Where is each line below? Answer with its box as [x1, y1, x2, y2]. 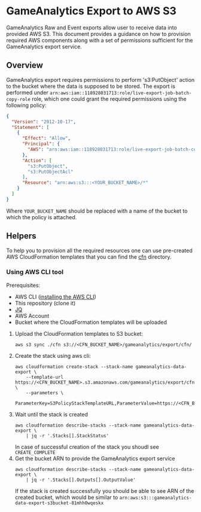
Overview [6, 60, 44, 70]
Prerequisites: [6, 281, 41, 289]
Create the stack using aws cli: [14, 352, 91, 359]
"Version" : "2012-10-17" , [11, 118, 77, 125]
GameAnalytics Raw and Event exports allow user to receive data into [6, 24, 178, 31]
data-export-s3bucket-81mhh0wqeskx [14, 500, 104, 506]
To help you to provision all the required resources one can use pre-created [6, 247, 193, 254]
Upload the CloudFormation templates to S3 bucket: [14, 330, 144, 337]
